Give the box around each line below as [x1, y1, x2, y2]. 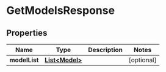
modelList [9, 56, 39, 64]
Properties [6, 28, 48, 38]
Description [88, 46, 123, 54]
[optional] [128, 56, 157, 64]
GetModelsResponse [6, 4, 115, 18]
